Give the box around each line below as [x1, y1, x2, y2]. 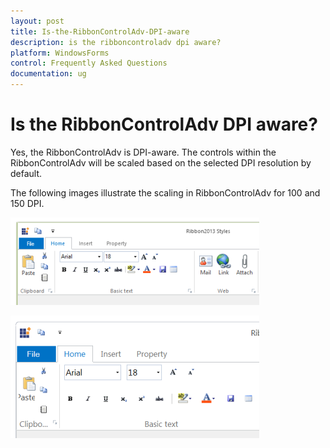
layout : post [10, 16, 65, 26]
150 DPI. [10, 197, 45, 209]
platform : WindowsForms [10, 48, 110, 58]
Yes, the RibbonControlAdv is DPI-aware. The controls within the [10, 146, 277, 158]
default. [10, 167, 43, 179]
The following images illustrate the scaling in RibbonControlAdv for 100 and [10, 186, 321, 199]
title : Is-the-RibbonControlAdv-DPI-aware [10, 26, 190, 37]
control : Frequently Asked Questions [10, 58, 168, 69]
